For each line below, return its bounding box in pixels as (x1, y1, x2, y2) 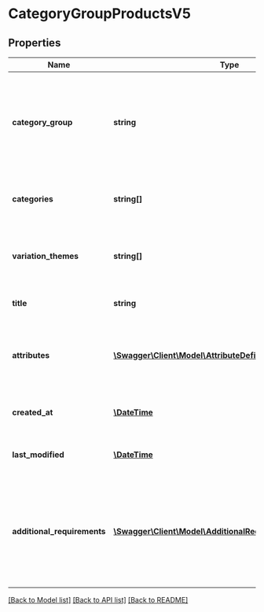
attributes (12, 350, 49, 360)
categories (12, 194, 53, 205)
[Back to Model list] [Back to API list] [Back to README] (8, 595, 189, 604)
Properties (8, 36, 61, 50)
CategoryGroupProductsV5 (8, 5, 191, 23)
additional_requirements (12, 526, 106, 536)
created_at (12, 407, 53, 418)
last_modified (12, 449, 64, 460)
